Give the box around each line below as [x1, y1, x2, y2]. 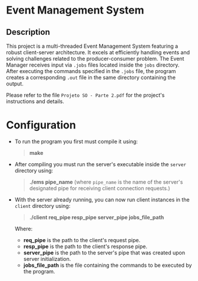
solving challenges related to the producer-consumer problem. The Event [6, 55, 184, 62]
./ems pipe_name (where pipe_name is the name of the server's [29, 178, 183, 186]
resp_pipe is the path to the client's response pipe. [23, 243, 147, 250]
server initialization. [23, 255, 71, 262]
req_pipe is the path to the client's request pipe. [23, 236, 140, 243]
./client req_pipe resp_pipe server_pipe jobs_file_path [29, 213, 164, 221]
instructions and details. [6, 98, 65, 105]
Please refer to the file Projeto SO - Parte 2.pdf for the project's [6, 92, 165, 98]
